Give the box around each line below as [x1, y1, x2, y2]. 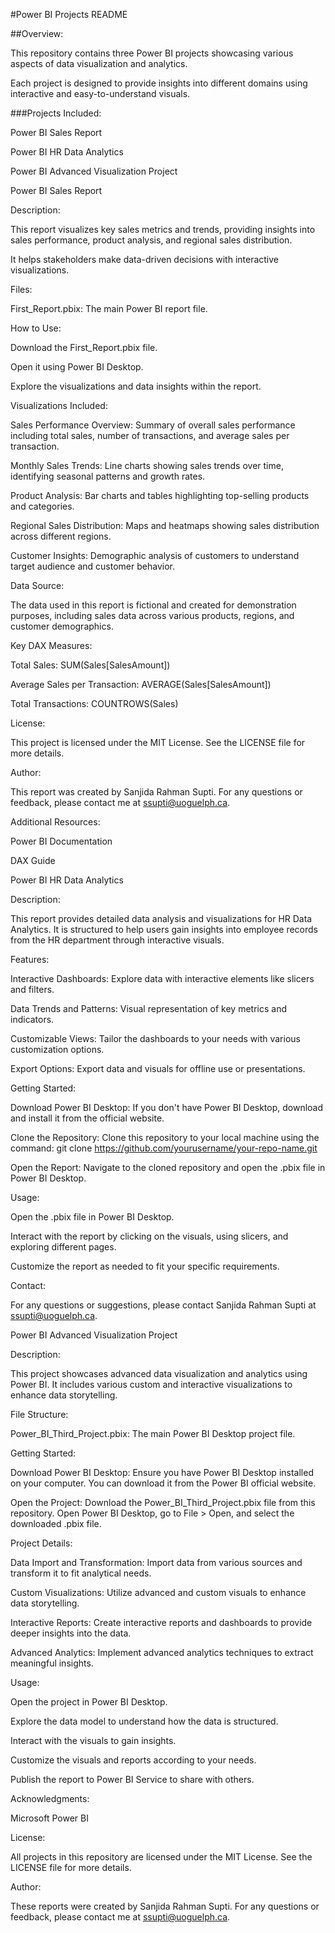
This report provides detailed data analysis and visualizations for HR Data [10, 913, 313, 924]
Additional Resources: [10, 816, 101, 828]
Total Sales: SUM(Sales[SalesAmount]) [10, 659, 171, 671]
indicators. [10, 1014, 55, 1025]
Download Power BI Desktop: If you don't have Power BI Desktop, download [10, 1102, 324, 1113]
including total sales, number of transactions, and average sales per [10, 430, 290, 441]
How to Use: [10, 322, 62, 334]
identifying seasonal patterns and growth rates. [10, 470, 206, 482]
